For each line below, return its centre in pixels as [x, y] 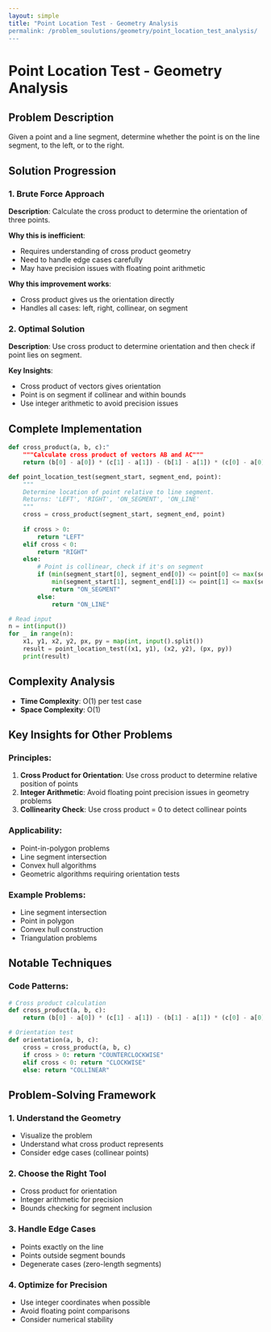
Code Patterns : [38, 986]
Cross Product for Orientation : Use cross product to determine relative [139, 776]
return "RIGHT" [63, 552]
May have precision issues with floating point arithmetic [113, 268]
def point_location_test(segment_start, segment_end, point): [115, 477]
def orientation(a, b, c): [54, 1040]
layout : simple [34, 16]
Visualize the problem [56, 1136]
